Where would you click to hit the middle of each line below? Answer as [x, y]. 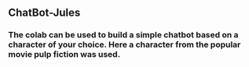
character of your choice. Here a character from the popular [124, 44]
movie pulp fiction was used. [64, 55]
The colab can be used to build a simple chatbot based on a [123, 35]
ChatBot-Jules [44, 13]
